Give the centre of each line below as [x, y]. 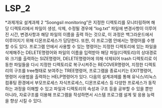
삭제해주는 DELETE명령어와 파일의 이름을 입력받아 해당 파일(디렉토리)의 [73, 52]
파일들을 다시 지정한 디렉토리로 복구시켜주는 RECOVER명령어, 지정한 [79, 64]
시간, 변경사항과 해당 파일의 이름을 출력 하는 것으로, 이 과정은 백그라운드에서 [81, 34]
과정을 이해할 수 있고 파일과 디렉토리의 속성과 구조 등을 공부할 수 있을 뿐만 [83, 88]
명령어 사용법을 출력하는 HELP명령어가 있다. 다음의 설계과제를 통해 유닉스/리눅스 [81, 76]
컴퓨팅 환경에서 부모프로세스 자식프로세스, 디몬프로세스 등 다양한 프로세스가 [76, 82]
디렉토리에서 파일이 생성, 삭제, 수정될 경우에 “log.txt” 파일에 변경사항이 [77, 28]
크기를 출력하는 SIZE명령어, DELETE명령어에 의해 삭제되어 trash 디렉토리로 [81, 58]
